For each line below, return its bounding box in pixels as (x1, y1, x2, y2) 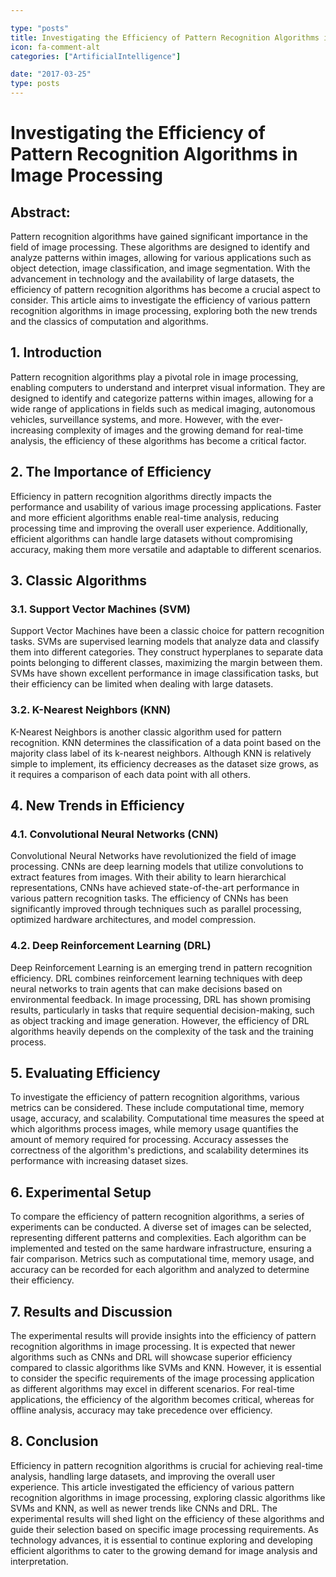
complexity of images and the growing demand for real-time (55, 424, 304, 436)
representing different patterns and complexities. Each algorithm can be (10, 1232, 307, 1244)
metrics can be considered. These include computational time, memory (10, 1102, 305, 1114)
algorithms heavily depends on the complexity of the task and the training (10, 1025, 314, 1037)
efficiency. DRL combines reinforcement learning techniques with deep (10, 972, 303, 984)
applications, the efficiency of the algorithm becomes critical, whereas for (10, 1394, 315, 1406)
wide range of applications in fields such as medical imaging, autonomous (10, 402, 316, 415)
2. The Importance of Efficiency (10, 464, 212, 481)
